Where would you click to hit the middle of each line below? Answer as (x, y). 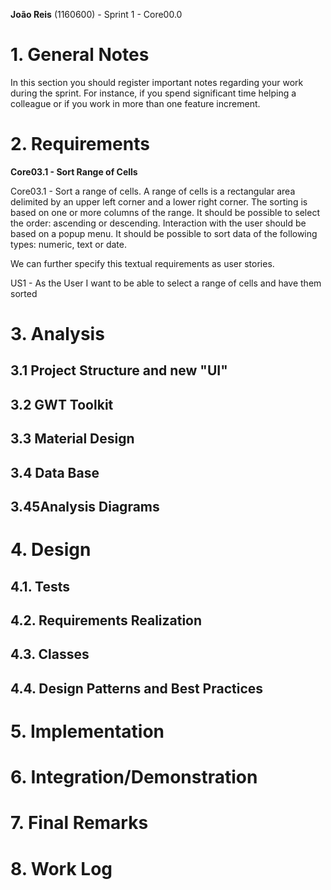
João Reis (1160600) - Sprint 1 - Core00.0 (96, 14)
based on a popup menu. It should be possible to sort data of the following (164, 233)
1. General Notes (80, 55)
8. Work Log (61, 868)
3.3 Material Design (72, 439)
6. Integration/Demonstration (134, 777)
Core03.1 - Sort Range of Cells (74, 171)
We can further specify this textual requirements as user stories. (142, 263)
